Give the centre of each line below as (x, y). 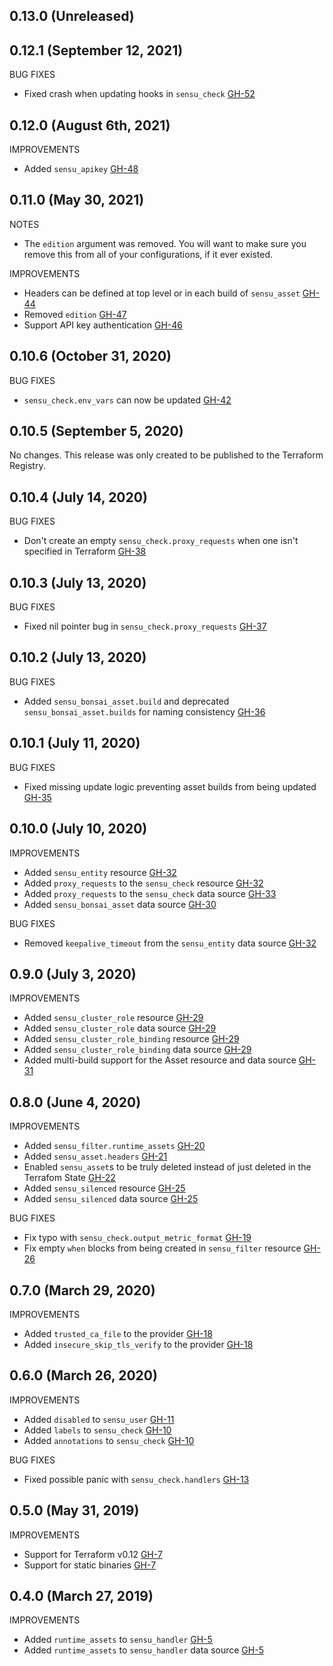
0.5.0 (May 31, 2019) (74, 1510)
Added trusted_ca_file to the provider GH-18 (118, 1333)
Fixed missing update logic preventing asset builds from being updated (170, 786)
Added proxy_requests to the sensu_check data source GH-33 (150, 893)
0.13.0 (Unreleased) (72, 16)
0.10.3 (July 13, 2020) (78, 582)
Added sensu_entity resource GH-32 (100, 872)
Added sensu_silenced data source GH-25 (111, 1199)
